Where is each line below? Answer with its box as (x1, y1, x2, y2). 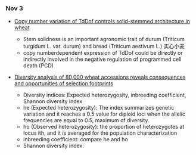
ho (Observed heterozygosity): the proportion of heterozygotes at (23, 123, 185, 131)
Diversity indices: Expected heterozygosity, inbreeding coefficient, (23, 91, 186, 99)
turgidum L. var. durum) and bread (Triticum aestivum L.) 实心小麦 (23, 43, 185, 50)
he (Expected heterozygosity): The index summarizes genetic (23, 104, 175, 111)
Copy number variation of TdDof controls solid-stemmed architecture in (14, 18, 190, 25)
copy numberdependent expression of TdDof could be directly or (23, 49, 183, 57)
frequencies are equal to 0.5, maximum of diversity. (23, 117, 150, 124)
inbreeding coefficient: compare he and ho (23, 136, 129, 143)
